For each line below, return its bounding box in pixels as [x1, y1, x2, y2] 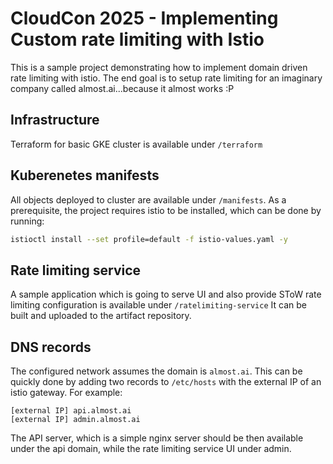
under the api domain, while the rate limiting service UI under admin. [10, 443, 292, 455]
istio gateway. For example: [10, 387, 123, 399]
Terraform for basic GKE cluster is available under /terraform [10, 138, 263, 150]
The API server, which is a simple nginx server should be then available [10, 432, 304, 444]
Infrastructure [10, 112, 100, 129]
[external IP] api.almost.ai [10, 406, 132, 416]
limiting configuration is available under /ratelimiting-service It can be [10, 299, 307, 311]
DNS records [10, 338, 92, 356]
